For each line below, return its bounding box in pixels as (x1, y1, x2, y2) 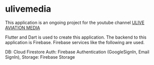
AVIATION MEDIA (5, 24, 40, 30)
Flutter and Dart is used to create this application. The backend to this (5, 34, 147, 40)
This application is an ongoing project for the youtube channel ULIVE (5, 20, 145, 25)
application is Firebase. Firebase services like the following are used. (5, 39, 145, 45)
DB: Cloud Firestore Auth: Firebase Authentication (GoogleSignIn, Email (5, 49, 150, 55)
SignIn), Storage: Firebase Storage (5, 54, 75, 60)
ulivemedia (5, 3, 52, 15)
